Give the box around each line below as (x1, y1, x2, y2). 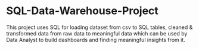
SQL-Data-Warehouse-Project (6, 4, 159, 18)
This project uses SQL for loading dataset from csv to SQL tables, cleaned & (6, 24, 193, 31)
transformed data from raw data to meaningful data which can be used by (6, 30, 188, 37)
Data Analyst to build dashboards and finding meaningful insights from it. (6, 36, 186, 43)
